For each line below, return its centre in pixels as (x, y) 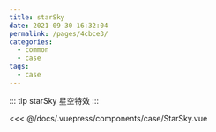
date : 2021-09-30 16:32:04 (59, 26)
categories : (31, 42)
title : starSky (37, 17)
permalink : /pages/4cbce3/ (59, 33)
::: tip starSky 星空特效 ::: (54, 100)
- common (33, 50)
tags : (19, 67)
